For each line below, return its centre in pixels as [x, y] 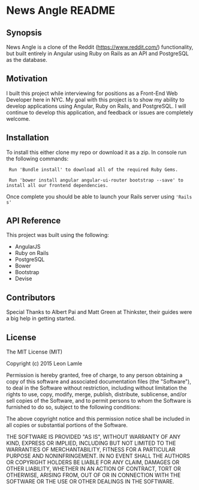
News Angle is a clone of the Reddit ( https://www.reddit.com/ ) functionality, [100, 47]
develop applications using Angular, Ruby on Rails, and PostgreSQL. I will [96, 106]
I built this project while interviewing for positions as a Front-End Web [92, 93]
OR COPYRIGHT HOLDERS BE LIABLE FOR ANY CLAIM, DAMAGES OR [93, 462]
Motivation [27, 79]
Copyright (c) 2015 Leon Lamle [44, 364]
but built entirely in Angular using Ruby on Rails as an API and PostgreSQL [97, 54]
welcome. [18, 118]
